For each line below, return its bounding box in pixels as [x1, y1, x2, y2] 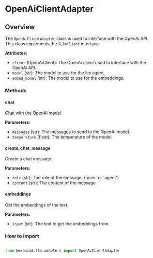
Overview [5, 23, 35, 31]
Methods [5, 87, 27, 94]
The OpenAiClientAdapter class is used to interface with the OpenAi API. [5, 35, 149, 41]
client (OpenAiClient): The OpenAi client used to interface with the [12, 60, 147, 65]
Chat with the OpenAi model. [5, 110, 63, 116]
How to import [5, 233, 40, 240]
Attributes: [5, 50, 28, 56]
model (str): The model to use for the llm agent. [12, 70, 105, 76]
